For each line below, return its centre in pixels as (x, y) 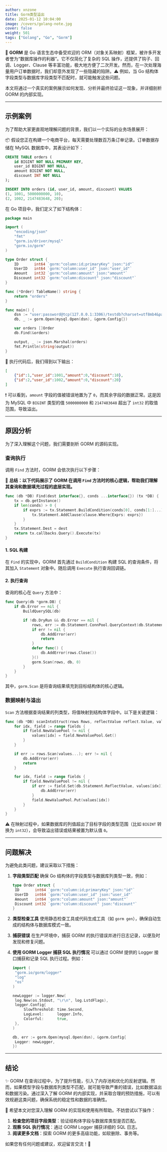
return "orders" (31, 296)
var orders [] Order (34, 328)
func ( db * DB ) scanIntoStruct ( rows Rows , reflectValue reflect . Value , (80, 722)
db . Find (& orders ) (32, 333)
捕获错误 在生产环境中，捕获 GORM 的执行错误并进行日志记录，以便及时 (86, 936)
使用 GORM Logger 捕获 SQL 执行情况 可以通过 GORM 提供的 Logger (83, 952)
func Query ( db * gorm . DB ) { (33, 602)
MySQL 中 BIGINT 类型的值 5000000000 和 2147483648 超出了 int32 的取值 (84, 403)
